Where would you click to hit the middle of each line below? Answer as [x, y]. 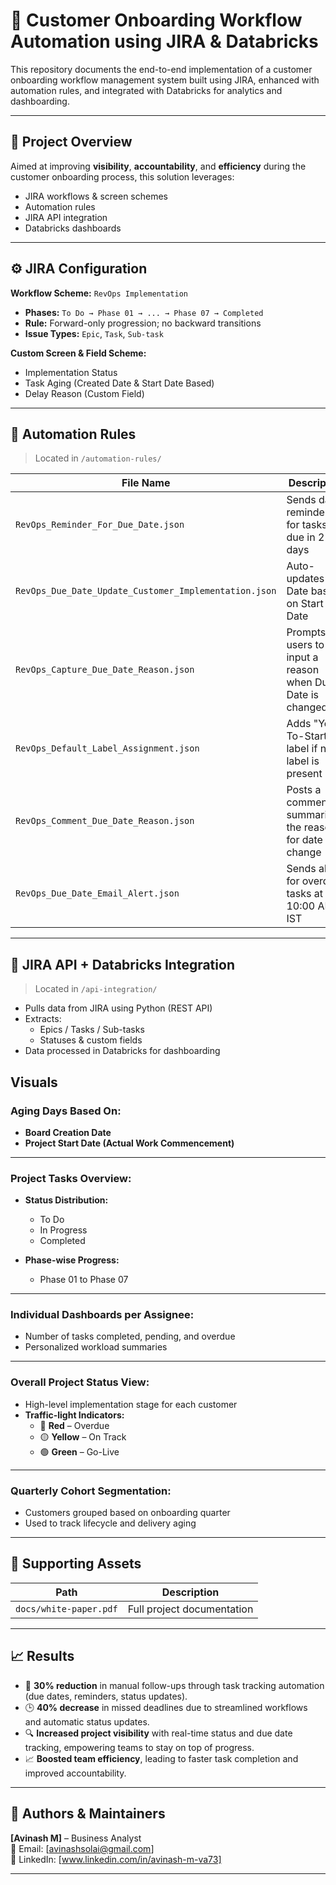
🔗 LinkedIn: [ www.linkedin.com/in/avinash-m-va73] [116, 1859]
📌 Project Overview [71, 142]
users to [305, 645]
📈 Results [42, 1656]
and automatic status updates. [87, 1721]
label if [302, 749]
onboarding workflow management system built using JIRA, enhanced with [165, 80]
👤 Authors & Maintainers [88, 1814]
